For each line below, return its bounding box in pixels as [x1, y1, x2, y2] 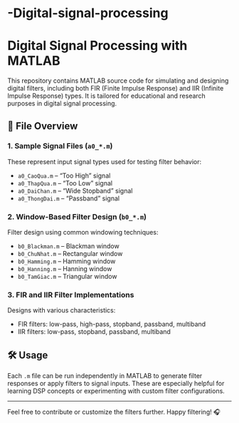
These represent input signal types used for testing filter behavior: [7, 157, 202, 165]
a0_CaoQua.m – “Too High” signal [17, 171, 111, 180]
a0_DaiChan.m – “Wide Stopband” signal [17, 186, 133, 195]
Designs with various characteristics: [7, 306, 116, 315]
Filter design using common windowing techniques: [7, 228, 159, 237]
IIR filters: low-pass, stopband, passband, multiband [17, 327, 171, 336]
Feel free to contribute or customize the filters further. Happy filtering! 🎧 [7, 408, 221, 417]
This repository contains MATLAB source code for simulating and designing [7, 76, 229, 85]
